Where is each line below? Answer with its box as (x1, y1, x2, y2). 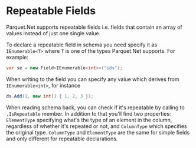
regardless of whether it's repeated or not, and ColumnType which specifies (6, 122, 187, 130)
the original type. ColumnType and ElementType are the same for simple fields (6, 129, 190, 136)
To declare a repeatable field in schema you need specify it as (6, 41, 158, 48)
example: (6, 53, 28, 60)
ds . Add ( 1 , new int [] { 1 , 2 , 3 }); (6, 93, 94, 99)
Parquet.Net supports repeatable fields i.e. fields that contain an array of (6, 23, 183, 31)
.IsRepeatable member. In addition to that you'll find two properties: (6, 110, 171, 117)
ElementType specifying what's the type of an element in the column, (6, 116, 172, 123)
